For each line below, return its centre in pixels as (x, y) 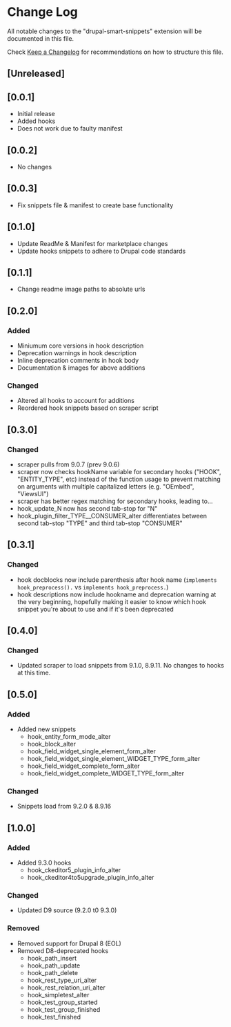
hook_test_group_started (62, 1002)
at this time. (34, 673)
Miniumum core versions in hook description (80, 346)
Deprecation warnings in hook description (77, 353)
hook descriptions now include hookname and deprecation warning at (117, 594)
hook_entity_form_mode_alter (69, 737)
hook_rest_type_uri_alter (62, 980)
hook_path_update (54, 965)
